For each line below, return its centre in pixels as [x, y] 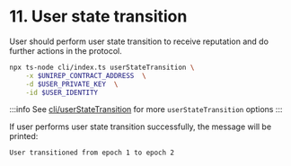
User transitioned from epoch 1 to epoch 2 [92, 153]
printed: [24, 136]
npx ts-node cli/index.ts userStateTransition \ [102, 67]
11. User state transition [98, 17]
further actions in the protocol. [66, 50]
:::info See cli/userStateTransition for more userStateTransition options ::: [146, 109]
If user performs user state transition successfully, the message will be [141, 127]
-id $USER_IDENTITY [62, 92]
